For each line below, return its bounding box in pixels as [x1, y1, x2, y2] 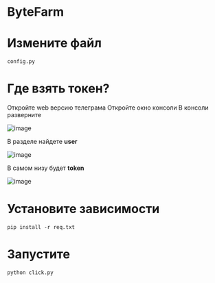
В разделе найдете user [7, 138, 78, 146]
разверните [7, 111, 42, 119]
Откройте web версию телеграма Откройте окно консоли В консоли [7, 103, 209, 112]
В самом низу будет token [7, 164, 84, 172]
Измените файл [7, 36, 102, 51]
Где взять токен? [7, 81, 110, 97]
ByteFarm [7, 4, 64, 20]
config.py [7, 58, 36, 65]
